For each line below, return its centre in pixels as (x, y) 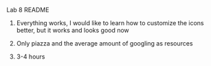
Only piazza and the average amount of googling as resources (104, 43)
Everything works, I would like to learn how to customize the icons (110, 23)
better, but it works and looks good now (73, 30)
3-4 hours (31, 56)
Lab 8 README (28, 10)
